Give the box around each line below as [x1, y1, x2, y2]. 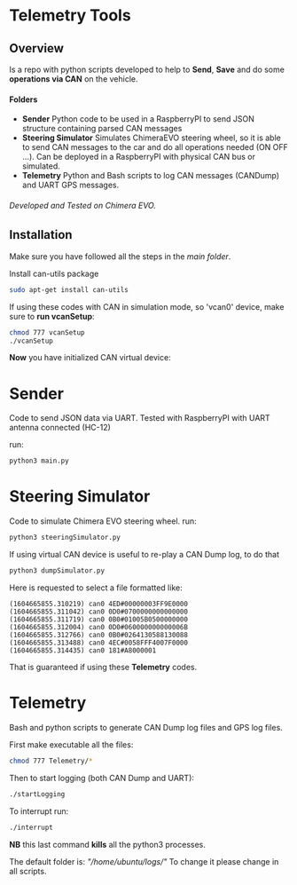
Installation [9, 227, 73, 242]
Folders [9, 94, 38, 105]
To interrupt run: [9, 805, 69, 817]
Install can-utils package [9, 268, 99, 279]
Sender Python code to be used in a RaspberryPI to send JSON [21, 114, 254, 124]
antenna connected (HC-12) [9, 423, 111, 433]
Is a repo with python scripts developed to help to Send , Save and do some [9, 64, 285, 75]
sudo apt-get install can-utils [9, 285, 129, 294]
